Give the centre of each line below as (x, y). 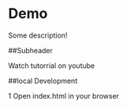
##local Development (43, 81)
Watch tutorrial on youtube (52, 65)
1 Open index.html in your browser (64, 95)
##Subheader (31, 50)
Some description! (38, 35)
